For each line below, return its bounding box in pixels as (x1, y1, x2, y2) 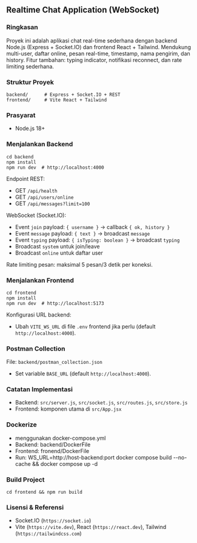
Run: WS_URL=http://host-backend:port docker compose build (15, 454, 172, 461)
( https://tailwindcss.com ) (15, 530, 82, 537)
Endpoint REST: (6, 175, 45, 182)
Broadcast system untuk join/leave (15, 242, 100, 250)
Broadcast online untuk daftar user (15, 249, 103, 256)
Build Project (6, 475, 45, 483)
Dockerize (6, 420, 38, 429)
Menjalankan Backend (6, 140, 73, 148)
